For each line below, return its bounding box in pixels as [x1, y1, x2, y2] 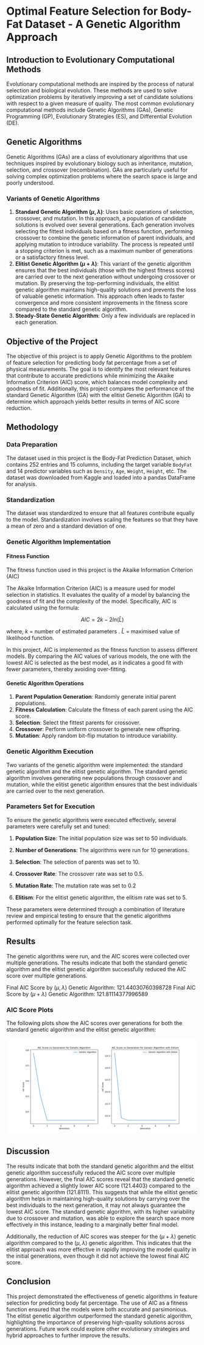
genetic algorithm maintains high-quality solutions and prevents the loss [15, 286, 197, 294]
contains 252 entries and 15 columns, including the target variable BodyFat [6, 461, 192, 468]
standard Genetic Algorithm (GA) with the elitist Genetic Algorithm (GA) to [6, 391, 191, 398]
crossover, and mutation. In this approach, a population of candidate [15, 215, 187, 222]
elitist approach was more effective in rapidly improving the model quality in [6, 1245, 197, 1253]
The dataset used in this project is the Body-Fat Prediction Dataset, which [6, 454, 191, 462]
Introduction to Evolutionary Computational [6, 54, 175, 65]
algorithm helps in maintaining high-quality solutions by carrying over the [6, 1195, 190, 1202]
